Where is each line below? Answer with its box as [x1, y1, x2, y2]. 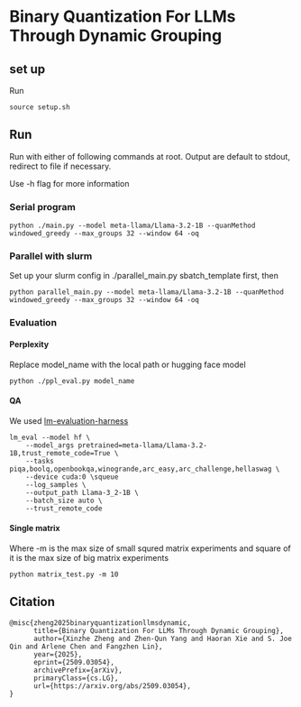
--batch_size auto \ [25, 496, 103, 505]
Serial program [9, 200, 77, 213]
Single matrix [9, 523, 60, 534]
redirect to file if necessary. [9, 161, 112, 171]
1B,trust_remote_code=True [9, 448, 111, 457]
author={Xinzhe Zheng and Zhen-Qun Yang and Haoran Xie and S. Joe [32, 634, 293, 643]
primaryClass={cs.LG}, [32, 674, 119, 683]
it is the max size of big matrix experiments [9, 552, 169, 563]
